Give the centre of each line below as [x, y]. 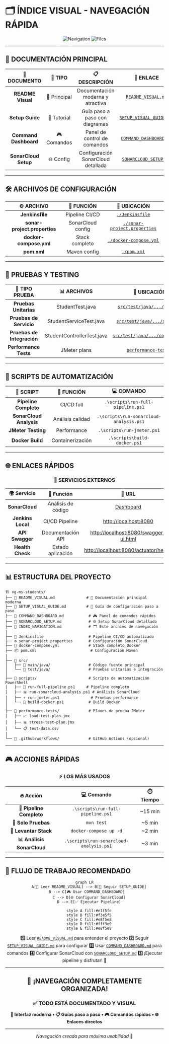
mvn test [97, 823]
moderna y [96, 97]
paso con [96, 117]
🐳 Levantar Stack [31, 831]
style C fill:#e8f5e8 [89, 920]
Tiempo [150, 800]
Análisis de [61, 503]
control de [96, 138]
